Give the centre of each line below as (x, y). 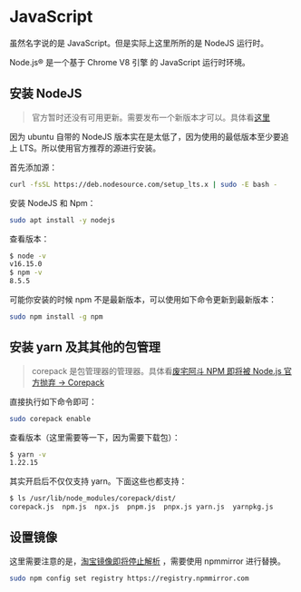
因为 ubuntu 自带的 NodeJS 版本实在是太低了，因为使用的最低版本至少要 (145, 136)
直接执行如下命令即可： (53, 401)
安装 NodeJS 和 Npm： (53, 202)
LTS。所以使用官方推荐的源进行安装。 (90, 148)
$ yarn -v (28, 454)
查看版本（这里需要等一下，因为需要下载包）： (95, 437)
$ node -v (28, 256)
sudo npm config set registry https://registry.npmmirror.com (129, 578)
